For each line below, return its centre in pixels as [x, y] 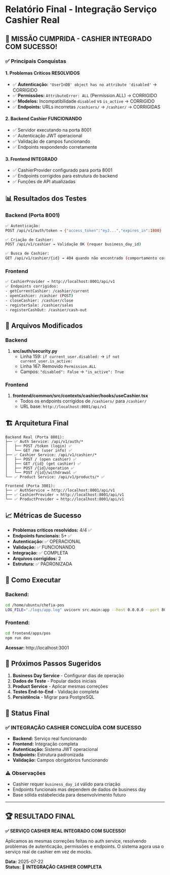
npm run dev [18, 638]
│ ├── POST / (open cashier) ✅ [41, 460]
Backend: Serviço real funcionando [50, 739]
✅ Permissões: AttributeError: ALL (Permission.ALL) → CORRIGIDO [85, 95]
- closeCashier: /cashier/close [39, 300]
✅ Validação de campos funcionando [51, 141]
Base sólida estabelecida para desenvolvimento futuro [69, 795]
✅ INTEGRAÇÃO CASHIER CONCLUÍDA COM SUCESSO [73, 727]
